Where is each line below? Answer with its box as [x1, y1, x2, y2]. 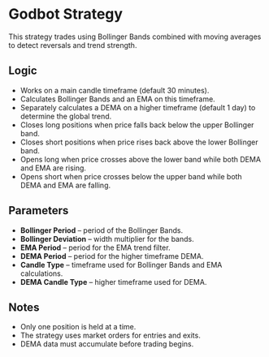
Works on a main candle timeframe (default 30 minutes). [20, 85, 210, 95]
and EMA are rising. [20, 163, 87, 173]
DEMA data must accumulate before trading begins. [20, 339, 194, 349]
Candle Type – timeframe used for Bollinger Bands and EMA [20, 260, 223, 269]
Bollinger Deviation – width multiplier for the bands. [20, 234, 194, 243]
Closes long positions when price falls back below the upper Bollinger [20, 119, 254, 130]
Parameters [8, 204, 69, 217]
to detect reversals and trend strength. [8, 40, 137, 49]
